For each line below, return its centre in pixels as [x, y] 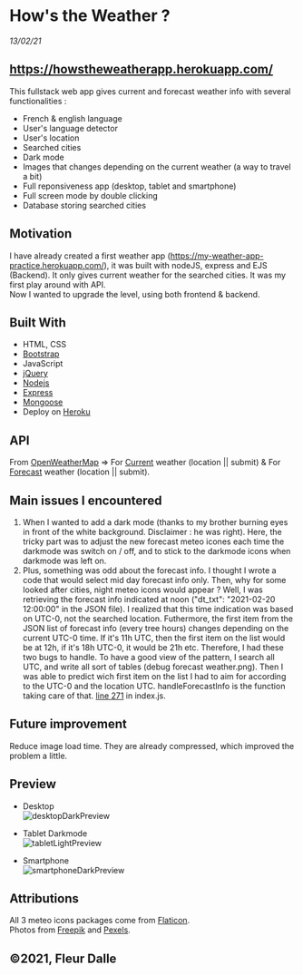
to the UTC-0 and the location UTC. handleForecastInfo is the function [154, 686]
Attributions [44, 899]
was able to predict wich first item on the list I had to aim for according [154, 676]
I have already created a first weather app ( [90, 256]
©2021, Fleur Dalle [63, 958]
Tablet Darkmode [55, 833]
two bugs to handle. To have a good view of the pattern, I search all [148, 657]
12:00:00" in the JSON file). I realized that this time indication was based [158, 609]
